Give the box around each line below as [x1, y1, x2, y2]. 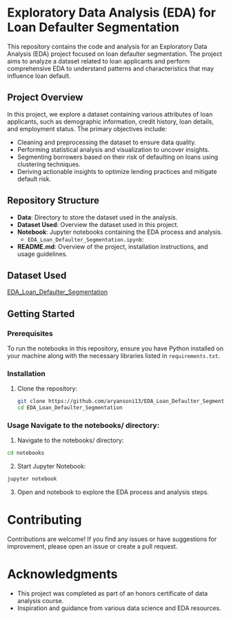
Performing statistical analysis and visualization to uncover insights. [17, 145, 210, 153]
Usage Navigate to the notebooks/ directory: [7, 421, 160, 431]
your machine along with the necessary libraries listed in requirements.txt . [7, 352, 221, 360]
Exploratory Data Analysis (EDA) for [7, 5, 216, 21]
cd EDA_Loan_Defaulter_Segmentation [17, 404, 123, 411]
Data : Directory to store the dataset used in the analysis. [17, 213, 178, 222]
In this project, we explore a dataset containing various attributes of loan [7, 110, 213, 118]
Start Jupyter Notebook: [17, 462, 86, 471]
